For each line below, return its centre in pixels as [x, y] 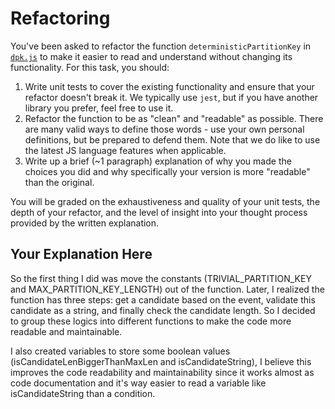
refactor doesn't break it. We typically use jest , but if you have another [171, 97]
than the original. [59, 182]
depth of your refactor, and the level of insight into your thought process [159, 212]
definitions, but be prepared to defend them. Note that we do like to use [172, 139]
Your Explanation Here [81, 254]
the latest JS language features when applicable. [125, 150]
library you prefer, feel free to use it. [99, 108]
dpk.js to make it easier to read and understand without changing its [151, 56]
